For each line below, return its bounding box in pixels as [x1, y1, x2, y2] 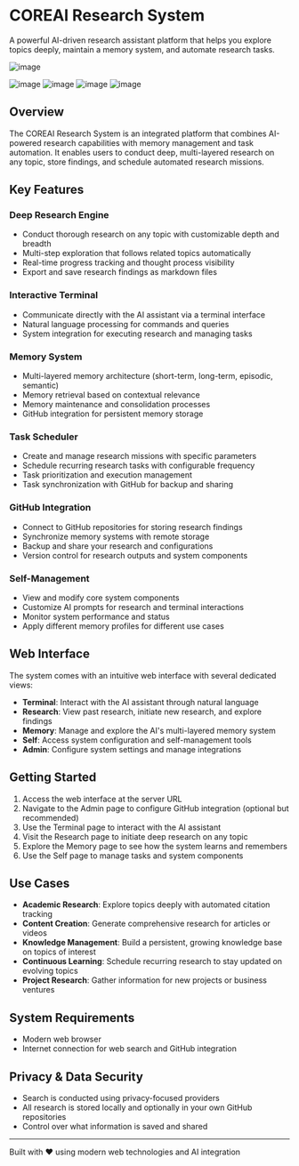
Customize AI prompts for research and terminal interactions [21, 601, 245, 612]
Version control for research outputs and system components [21, 550, 248, 560]
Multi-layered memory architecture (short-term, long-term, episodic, [21, 371, 273, 382]
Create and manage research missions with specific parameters [21, 451, 257, 462]
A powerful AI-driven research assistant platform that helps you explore [9, 35, 272, 45]
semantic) [21, 380, 60, 391]
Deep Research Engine [9, 209, 109, 221]
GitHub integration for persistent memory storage [21, 408, 204, 419]
